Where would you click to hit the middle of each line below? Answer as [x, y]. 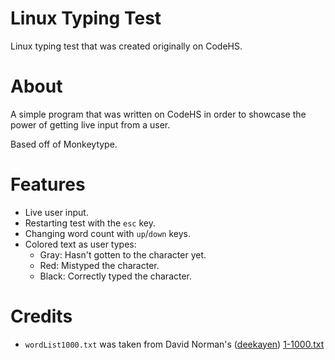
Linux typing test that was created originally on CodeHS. [126, 46]
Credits [41, 316]
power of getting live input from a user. [90, 124]
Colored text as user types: [80, 244]
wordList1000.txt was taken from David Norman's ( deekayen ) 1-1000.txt [174, 344]
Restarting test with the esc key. [90, 223]
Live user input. [56, 212]
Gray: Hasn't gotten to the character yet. [123, 254]
